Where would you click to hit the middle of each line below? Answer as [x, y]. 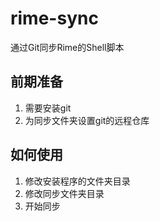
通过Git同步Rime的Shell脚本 [67, 47]
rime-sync [54, 18]
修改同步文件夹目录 [64, 193]
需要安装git [48, 108]
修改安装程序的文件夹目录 [77, 181]
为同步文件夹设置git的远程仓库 [87, 120]
